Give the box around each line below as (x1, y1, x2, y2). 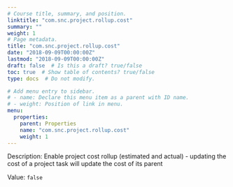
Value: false (7, 173, 43, 181)
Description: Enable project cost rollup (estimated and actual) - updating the (7, 152, 227, 160)
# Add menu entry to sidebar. (7, 88, 96, 95)
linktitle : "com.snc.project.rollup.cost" (7, 17, 133, 24)
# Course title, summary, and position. (7, 10, 127, 17)
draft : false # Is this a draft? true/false (7, 62, 142, 69)
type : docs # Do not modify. (7, 75, 96, 82)
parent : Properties (20, 120, 77, 127)
